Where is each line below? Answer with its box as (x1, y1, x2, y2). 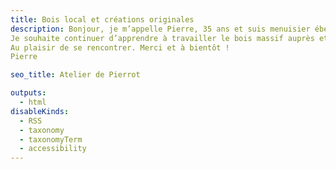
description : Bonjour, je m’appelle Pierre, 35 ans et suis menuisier (10, 24, 311, 34)
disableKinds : (10, 106, 70, 116)
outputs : (10, 88, 47, 98)
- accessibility (19, 144, 87, 154)
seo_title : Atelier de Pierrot (10, 70, 141, 80)
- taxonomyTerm (19, 134, 83, 145)
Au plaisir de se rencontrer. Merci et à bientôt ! (10, 42, 230, 53)
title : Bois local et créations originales (10, 14, 195, 25)
